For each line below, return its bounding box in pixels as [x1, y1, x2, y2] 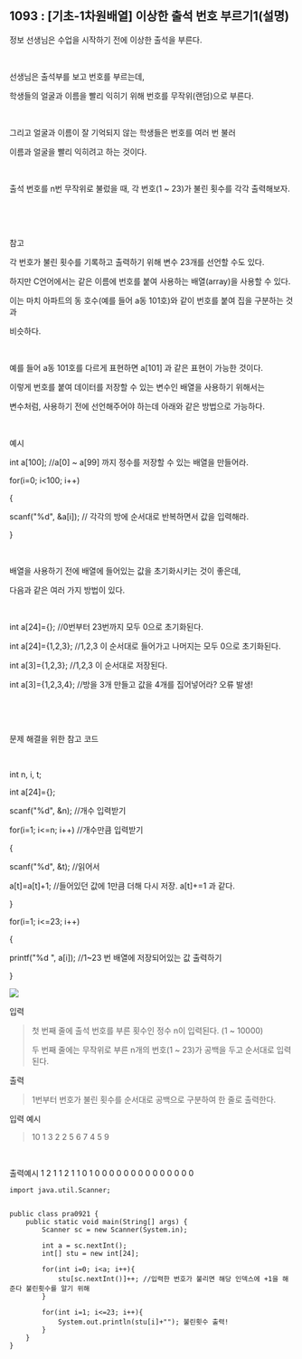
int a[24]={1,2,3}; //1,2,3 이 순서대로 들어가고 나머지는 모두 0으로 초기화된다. [9, 641, 281, 651]
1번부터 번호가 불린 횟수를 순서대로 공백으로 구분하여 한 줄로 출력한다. [31, 1094, 277, 1105]
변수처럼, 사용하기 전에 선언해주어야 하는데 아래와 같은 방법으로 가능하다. [9, 401, 265, 412]
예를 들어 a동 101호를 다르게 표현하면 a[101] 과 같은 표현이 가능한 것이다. [9, 362, 264, 373]
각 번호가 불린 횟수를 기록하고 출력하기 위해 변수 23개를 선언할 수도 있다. [9, 256, 265, 267]
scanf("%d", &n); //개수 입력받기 [9, 804, 127, 816]
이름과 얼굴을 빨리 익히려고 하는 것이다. [9, 146, 147, 157]
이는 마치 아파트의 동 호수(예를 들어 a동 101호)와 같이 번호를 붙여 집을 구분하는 [9, 295, 284, 306]
